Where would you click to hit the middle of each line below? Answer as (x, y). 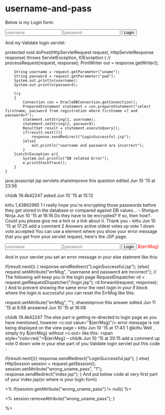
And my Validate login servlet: (35, 43)
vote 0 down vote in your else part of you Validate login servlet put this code (82, 343)
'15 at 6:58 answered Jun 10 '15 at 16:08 (46, 308)
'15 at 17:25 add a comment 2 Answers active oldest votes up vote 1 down (80, 226)
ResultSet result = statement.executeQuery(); (71, 128)
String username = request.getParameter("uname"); (67, 72)
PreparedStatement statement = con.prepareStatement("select (87, 106)
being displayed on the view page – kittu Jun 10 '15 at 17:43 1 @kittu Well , (80, 327)
